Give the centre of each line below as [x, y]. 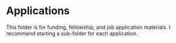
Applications [38, 11]
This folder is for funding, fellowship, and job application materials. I [88, 27]
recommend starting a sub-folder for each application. [72, 33]
